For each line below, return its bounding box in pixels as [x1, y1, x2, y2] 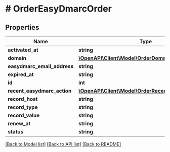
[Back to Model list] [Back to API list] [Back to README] [5, 141, 121, 147]
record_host [8, 96, 38, 102]
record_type [8, 104, 38, 111]
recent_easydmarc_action [8, 88, 72, 94]
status [8, 128, 24, 135]
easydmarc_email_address [8, 63, 74, 69]
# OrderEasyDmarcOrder [5, 3, 112, 15]
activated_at [8, 46, 38, 53]
